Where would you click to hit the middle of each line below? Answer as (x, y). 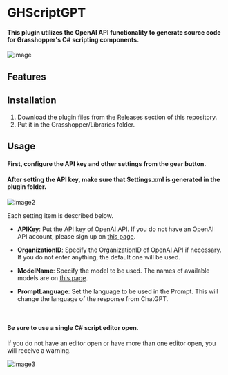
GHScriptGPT (47, 13)
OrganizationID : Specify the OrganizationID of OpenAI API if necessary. (120, 250)
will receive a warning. (39, 350)
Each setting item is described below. (60, 215)
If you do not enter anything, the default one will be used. (99, 257)
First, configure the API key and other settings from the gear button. (107, 163)
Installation (32, 101)
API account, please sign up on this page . (76, 236)
